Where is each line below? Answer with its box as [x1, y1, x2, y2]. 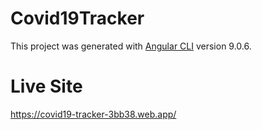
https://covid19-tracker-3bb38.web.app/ [10, 108, 177, 120]
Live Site [10, 75, 83, 98]
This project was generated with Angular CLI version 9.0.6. [10, 40, 252, 52]
